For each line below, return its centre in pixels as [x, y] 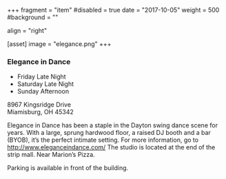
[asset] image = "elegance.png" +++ [59, 44]
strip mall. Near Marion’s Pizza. [51, 155]
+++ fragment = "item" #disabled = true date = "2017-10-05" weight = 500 [113, 10]
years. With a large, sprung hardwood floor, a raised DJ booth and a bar [109, 133]
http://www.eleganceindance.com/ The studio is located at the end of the [111, 147]
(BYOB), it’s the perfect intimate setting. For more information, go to [103, 140]
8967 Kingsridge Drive [39, 105]
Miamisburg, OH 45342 [41, 112]
